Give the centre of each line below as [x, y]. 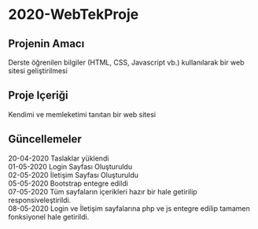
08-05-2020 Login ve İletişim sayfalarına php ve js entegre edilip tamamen [129, 208]
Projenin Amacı [46, 44]
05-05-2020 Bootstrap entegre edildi [68, 183]
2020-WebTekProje [74, 15]
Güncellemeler [45, 139]
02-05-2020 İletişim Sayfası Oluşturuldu [74, 175]
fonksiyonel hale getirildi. [49, 216]
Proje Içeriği [38, 96]
